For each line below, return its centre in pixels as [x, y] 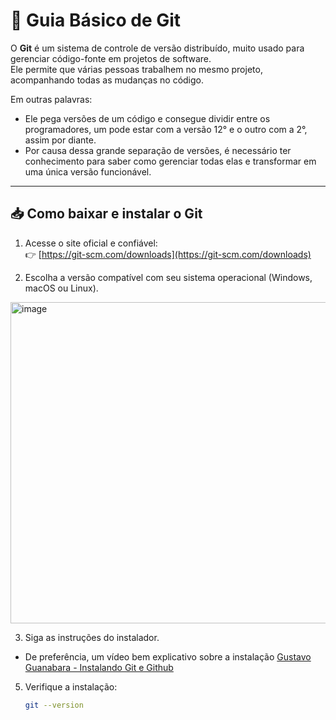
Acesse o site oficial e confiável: [91, 243]
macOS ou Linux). [61, 288]
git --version [54, 705]
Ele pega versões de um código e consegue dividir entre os [147, 118]
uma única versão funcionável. [88, 171]
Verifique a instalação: [71, 686]
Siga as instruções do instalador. [92, 637]
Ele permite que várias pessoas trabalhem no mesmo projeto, [136, 69]
